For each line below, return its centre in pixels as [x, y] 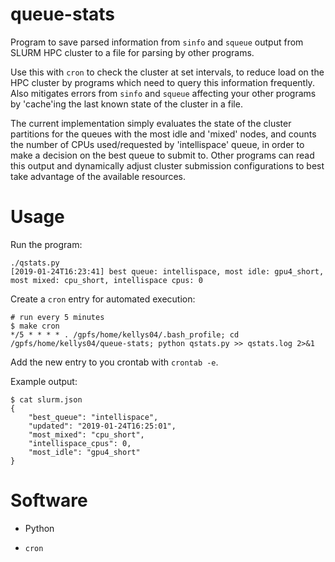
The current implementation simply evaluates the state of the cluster [151, 123]
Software [49, 500]
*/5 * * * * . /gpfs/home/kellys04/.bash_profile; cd [125, 334]
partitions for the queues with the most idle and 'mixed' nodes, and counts [163, 134]
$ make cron [35, 326]
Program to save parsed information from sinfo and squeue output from [157, 42]
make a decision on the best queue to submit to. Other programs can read [162, 155]
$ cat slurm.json [46, 399]
